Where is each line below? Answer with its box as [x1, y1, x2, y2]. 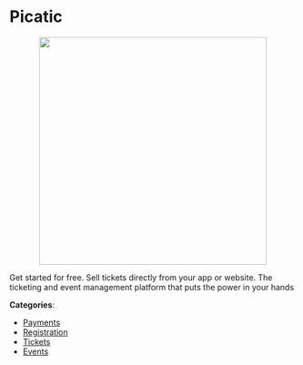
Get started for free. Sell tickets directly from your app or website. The [9, 271, 273, 283]
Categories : [9, 299, 56, 310]
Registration [22, 326, 68, 338]
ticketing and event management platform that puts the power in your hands [9, 281, 295, 292]
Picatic [9, 6, 64, 27]
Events [22, 346, 49, 357]
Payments [22, 317, 61, 328]
